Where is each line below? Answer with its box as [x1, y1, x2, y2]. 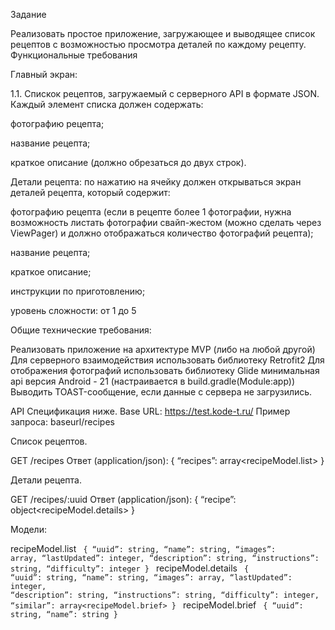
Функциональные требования [10, 49, 138, 61]
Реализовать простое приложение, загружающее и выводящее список [10, 28, 316, 39]
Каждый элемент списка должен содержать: [10, 99, 204, 110]
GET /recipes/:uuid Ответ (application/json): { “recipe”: [10, 494, 237, 505]
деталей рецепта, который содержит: [10, 187, 171, 198]
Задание [10, 9, 47, 20]
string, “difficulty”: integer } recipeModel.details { [10, 562, 250, 574]
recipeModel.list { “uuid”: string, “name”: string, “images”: [10, 543, 277, 554]
